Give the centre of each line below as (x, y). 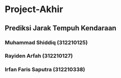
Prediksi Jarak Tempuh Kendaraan (61, 28)
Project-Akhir (34, 9)
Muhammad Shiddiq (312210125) (46, 43)
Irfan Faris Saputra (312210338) (45, 69)
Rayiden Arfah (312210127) (39, 56)
